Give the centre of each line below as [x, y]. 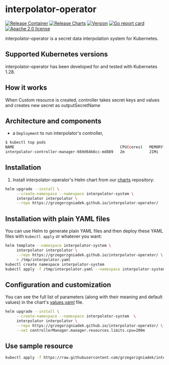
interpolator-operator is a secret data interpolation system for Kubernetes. [82, 38]
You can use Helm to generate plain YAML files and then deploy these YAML [84, 231]
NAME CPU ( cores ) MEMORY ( [85, 147]
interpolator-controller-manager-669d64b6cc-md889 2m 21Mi [82, 152]
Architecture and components [53, 121]
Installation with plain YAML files [58, 219]
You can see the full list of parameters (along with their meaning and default [84, 297]
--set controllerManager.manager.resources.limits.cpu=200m [80, 330]
